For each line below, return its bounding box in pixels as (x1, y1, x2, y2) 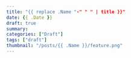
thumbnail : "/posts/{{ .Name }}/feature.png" (6, 43, 123, 49)
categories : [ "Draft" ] (6, 31, 63, 37)
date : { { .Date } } (6, 14, 53, 21)
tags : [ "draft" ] (6, 37, 47, 43)
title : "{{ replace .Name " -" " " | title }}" (6, 8, 126, 15)
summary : (6, 25, 28, 32)
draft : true (6, 20, 36, 26)
